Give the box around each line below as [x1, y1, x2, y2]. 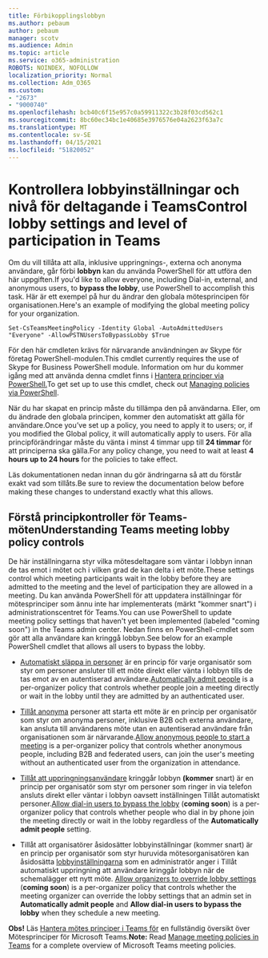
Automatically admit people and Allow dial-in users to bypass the [19, 900, 242, 909]
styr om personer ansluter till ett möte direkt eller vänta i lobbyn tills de [19, 666, 254, 675]
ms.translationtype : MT [8, 123, 88, 131]
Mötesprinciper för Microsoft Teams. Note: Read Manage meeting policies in [8, 932, 259, 942]
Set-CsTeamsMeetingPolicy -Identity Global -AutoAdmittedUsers [8, 324, 224, 332]
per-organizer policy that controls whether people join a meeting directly [19, 682, 259, 693]
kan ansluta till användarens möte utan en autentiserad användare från [19, 724, 253, 734]
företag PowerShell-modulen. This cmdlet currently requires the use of [8, 354, 239, 364]
